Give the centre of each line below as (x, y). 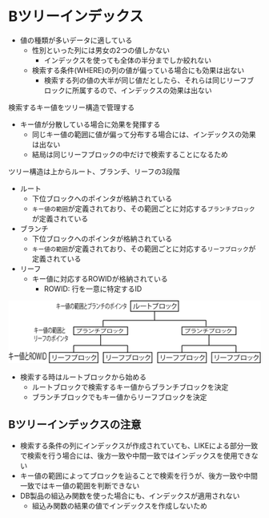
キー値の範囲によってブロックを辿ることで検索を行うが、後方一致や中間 (139, 476)
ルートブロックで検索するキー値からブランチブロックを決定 (130, 386)
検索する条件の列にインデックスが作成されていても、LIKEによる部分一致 (139, 445)
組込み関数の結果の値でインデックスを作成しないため (120, 505)
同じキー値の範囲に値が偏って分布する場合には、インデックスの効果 (144, 134)
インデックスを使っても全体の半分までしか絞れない (128, 60)
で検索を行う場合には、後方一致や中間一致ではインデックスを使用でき (136, 455)
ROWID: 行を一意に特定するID (93, 289)
